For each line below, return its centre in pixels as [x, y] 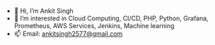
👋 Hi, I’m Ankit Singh [44, 11]
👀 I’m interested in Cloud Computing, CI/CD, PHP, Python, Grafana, [111, 18]
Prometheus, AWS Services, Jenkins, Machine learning [94, 26]
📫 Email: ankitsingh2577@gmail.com [68, 34]
